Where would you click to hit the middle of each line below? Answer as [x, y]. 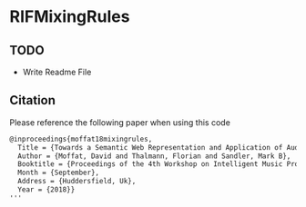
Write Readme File [57, 72]
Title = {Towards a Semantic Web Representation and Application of [150, 147]
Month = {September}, [59, 173]
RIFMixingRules [70, 17]
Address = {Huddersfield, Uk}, [77, 182]
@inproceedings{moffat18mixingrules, [81, 139]
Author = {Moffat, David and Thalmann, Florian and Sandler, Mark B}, [154, 156]
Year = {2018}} [46, 190]
